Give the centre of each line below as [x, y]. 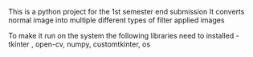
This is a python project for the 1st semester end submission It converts [126, 12]
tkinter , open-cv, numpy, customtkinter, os [80, 44]
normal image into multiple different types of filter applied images [116, 20]
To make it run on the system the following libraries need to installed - [124, 36]
